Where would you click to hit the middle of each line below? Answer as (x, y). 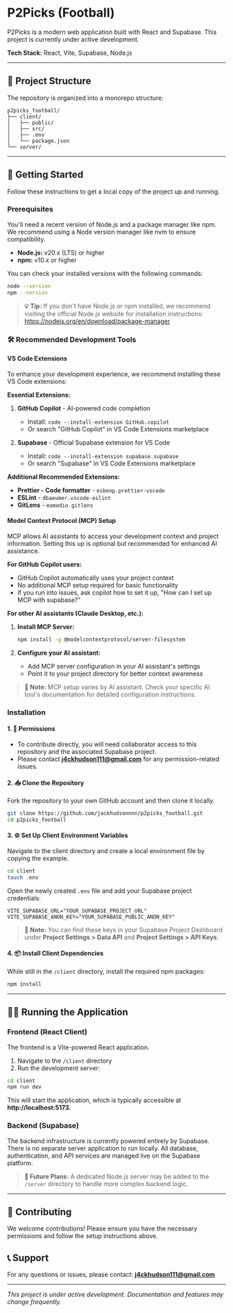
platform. (20, 1162)
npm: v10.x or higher (47, 260)
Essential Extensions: (39, 395)
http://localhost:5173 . (39, 1108)
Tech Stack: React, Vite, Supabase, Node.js (70, 53)
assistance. (24, 551)
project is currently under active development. (73, 39)
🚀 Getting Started (45, 175)
